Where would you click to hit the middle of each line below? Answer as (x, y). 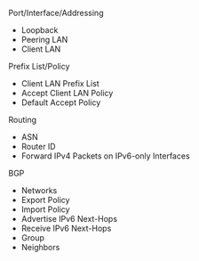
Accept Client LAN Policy (67, 93)
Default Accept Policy (61, 102)
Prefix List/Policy (39, 66)
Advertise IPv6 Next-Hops (69, 219)
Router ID (38, 147)
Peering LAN (44, 40)
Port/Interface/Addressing (56, 13)
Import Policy (45, 209)
